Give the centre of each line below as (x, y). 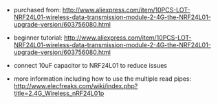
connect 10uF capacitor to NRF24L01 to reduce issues (90, 65)
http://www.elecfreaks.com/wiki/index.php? (76, 86)
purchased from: (37, 10)
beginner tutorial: (38, 38)
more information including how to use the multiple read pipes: (102, 79)
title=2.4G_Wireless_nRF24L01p (59, 93)
